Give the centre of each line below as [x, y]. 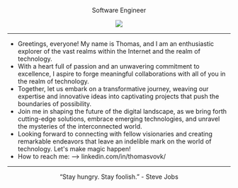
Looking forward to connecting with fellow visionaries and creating [115, 134]
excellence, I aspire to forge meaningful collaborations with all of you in [121, 74]
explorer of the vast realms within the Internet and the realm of [109, 51]
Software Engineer [119, 10]
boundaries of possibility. [55, 104]
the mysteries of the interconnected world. [80, 126]
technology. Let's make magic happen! [74, 149]
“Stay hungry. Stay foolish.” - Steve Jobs [119, 177]
